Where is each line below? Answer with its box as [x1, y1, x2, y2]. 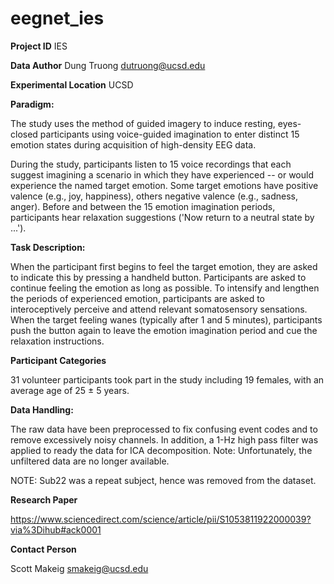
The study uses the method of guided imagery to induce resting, [10, 117, 276, 129]
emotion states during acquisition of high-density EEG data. [10, 138, 257, 151]
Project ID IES [10, 40, 68, 52]
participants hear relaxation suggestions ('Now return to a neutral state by [10, 211, 315, 223]
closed [10, 128, 38, 140]
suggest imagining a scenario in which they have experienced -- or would [10, 168, 314, 181]
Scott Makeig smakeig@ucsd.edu [10, 562, 149, 574]
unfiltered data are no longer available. [10, 455, 170, 467]
